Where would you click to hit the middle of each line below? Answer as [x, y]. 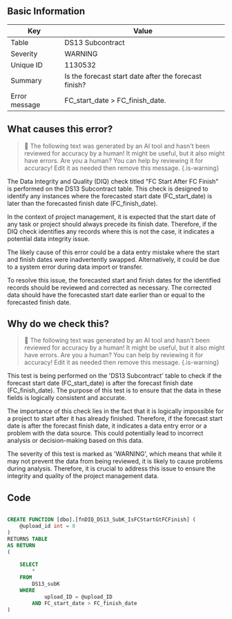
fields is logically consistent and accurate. [67, 398]
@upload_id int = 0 [48, 526]
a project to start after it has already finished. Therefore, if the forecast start [115, 419]
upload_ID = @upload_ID [78, 597]
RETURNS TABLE [28, 539]
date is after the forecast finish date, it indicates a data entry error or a [107, 426]
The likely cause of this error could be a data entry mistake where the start [113, 252]
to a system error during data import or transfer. [75, 267]
